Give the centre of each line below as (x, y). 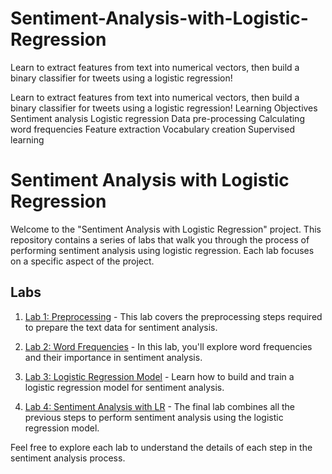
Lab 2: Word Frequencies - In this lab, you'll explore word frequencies (168, 346)
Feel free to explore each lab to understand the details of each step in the (161, 447)
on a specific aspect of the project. (82, 261)
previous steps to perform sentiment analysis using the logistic (154, 417)
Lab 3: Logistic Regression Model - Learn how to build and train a (159, 376)
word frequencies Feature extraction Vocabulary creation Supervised (152, 129)
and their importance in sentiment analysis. (113, 357)
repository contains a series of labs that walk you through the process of (160, 239)
